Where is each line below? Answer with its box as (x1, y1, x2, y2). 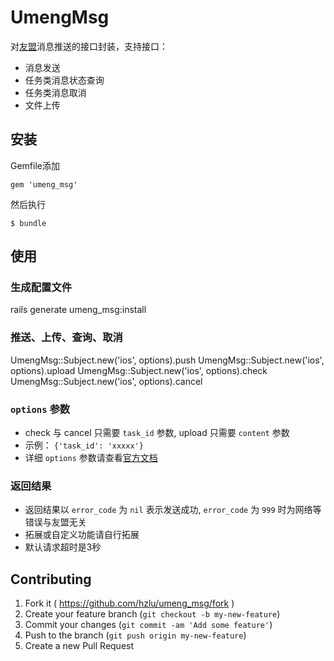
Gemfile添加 (10, 159, 60, 171)
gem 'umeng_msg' (10, 179, 78, 190)
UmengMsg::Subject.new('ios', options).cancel (10, 375, 203, 387)
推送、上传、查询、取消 (10, 331, 123, 345)
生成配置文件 (10, 281, 73, 295)
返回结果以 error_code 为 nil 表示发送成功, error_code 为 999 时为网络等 (24, 504, 322, 516)
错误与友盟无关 (24, 516, 87, 528)
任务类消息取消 (24, 86, 87, 98)
